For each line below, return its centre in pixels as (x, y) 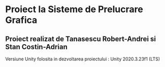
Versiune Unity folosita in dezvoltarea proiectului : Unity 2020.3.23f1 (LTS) (83, 59)
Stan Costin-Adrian (36, 47)
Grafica (21, 20)
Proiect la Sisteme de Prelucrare (74, 9)
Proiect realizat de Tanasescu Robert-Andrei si (81, 39)
